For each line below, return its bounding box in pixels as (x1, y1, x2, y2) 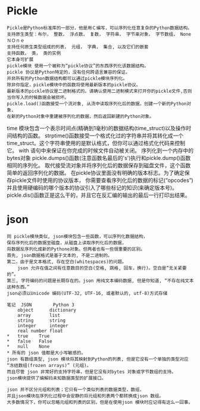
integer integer (17, 322, 68, 328)
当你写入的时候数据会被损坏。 (7, 94, 69, 101)
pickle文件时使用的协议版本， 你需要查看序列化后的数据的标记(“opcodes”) (11, 177, 194, 184)
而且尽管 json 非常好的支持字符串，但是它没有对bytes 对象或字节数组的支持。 (7, 369, 176, 375)
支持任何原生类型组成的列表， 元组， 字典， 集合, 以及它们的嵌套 (7, 43, 149, 50)
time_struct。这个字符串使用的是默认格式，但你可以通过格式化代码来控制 (7, 139, 185, 146)
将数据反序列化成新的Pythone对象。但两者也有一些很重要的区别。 (7, 246, 145, 252)
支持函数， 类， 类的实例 (7, 50, 61, 56)
